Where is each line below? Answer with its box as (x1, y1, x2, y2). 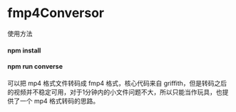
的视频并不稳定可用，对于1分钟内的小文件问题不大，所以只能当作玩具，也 (7, 87, 222, 96)
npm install (7, 46, 41, 55)
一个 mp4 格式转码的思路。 (19, 96, 100, 105)
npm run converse (7, 62, 63, 71)
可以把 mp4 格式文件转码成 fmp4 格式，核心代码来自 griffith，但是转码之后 (7, 79, 227, 87)
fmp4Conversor (7, 5, 105, 21)
